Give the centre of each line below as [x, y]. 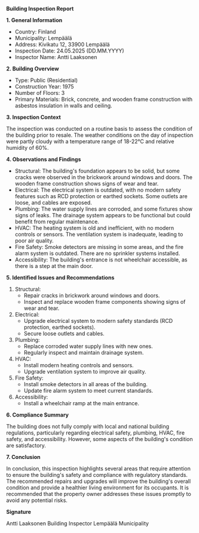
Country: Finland [35, 32]
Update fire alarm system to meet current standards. [88, 391]
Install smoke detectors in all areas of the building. [86, 384]
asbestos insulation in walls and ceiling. [63, 106]
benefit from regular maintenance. [57, 221]
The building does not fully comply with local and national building [88, 426]
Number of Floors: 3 [40, 93]
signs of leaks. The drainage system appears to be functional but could [102, 215]
